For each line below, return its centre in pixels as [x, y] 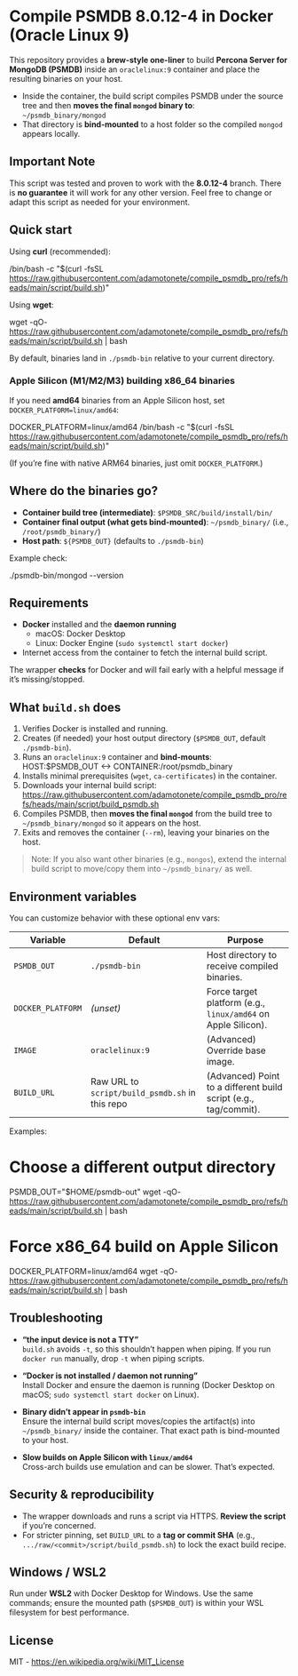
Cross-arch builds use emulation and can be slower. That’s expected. [148, 1466]
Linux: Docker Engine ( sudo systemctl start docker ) [132, 643]
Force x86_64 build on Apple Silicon [144, 1247]
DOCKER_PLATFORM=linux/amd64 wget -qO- [94, 1271]
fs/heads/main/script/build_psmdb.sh [90, 804]
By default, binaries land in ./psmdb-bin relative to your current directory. [142, 358]
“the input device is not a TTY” [80, 1339]
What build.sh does [65, 707]
